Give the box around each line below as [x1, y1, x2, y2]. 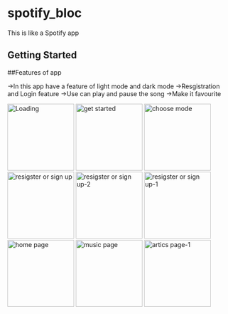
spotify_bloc [7, 5, 82, 21]
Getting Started [7, 49, 77, 61]
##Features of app [7, 68, 62, 76]
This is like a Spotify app [7, 28, 80, 37]
